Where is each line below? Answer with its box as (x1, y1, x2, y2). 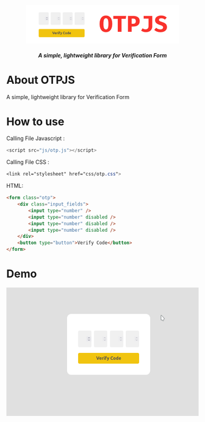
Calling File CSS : (6, 158, 50, 166)
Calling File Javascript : (6, 135, 65, 142)
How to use (6, 114, 65, 128)
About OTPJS (6, 73, 75, 87)
